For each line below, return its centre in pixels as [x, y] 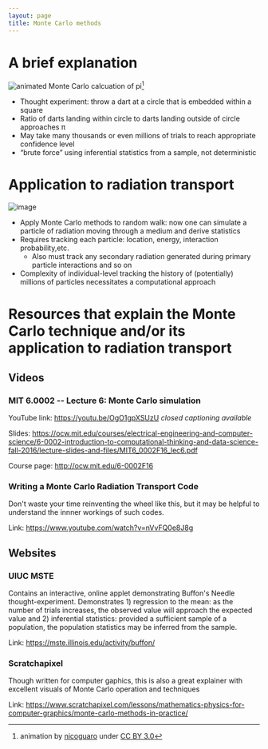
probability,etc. [44, 248]
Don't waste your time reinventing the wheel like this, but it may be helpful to [134, 504]
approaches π [43, 127]
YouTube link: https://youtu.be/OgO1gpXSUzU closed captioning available [130, 417]
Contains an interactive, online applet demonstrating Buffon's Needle [122, 593]
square [32, 110]
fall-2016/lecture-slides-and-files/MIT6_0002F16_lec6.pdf [103, 450]
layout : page [30, 16]
